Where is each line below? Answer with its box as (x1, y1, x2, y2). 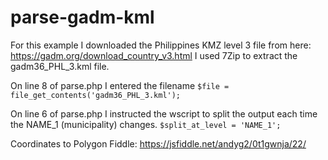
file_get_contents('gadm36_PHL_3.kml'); (10, 90, 182, 100)
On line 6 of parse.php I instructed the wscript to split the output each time (10, 107, 318, 120)
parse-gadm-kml (10, 6, 155, 29)
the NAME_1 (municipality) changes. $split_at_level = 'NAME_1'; (10, 118, 282, 130)
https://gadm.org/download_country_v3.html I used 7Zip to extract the (10, 49, 298, 61)
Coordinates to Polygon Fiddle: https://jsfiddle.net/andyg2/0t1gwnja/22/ (10, 137, 307, 150)
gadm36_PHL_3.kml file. (10, 60, 110, 72)
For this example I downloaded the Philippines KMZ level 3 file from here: (10, 39, 312, 51)
